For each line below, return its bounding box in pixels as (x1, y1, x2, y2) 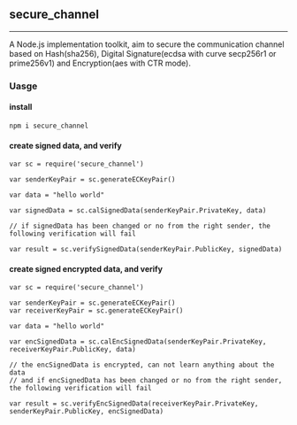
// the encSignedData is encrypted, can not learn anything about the (9, 360, 275, 370)
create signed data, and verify (9, 140, 122, 151)
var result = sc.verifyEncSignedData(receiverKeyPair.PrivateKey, (9, 399, 259, 408)
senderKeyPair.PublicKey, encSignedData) (9, 407, 164, 416)
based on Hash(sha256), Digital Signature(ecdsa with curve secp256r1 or (9, 48, 277, 58)
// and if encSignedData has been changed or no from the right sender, (9, 376, 283, 385)
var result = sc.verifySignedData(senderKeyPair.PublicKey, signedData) (9, 245, 283, 254)
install (9, 102, 33, 112)
